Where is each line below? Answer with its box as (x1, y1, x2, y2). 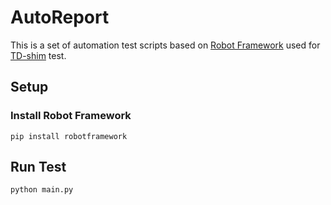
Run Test (10, 159, 67, 176)
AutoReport (10, 6, 110, 29)
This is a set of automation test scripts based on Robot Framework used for (10, 39, 321, 51)
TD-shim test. (10, 49, 67, 61)
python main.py (10, 185, 74, 195)
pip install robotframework (10, 131, 128, 141)
